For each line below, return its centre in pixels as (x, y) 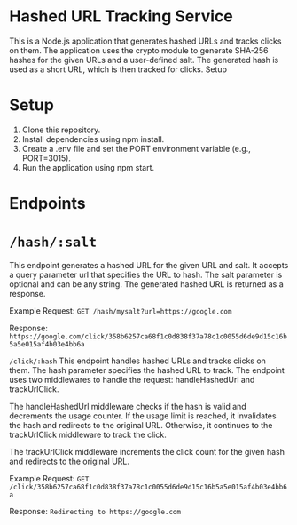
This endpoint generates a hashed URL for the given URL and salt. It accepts (149, 265)
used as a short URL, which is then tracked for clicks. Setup (118, 69)
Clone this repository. (61, 130)
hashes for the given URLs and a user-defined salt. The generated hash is (144, 60)
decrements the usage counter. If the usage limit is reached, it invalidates (143, 416)
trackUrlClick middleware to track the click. (88, 434)
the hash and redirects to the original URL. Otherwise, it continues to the (141, 425)
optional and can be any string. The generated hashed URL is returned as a (146, 284)
